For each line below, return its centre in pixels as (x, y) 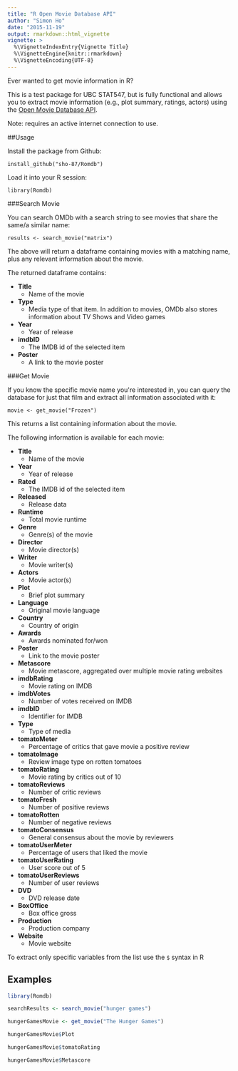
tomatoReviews (41, 784)
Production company (59, 928)
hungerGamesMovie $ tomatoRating (54, 1047)
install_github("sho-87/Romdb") (55, 164)
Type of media (50, 731)
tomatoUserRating (45, 860)
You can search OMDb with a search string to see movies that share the (113, 217)
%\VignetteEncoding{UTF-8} (54, 61)
